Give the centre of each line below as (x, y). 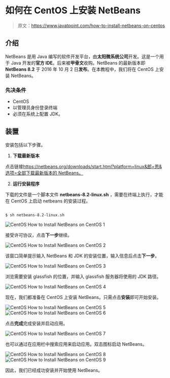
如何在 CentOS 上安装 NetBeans (73, 10)
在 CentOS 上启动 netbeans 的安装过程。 (48, 201)
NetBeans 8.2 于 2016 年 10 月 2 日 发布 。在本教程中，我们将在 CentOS (79, 69)
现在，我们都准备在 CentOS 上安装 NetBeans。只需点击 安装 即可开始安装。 (83, 297)
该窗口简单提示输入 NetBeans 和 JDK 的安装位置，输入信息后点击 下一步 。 (82, 256)
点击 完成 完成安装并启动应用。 (36, 323)
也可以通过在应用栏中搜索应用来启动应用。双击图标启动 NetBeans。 (76, 344)
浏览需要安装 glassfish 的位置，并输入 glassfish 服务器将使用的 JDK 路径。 (83, 276)
